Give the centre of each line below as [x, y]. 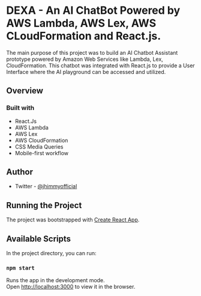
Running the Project [44, 205]
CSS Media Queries [39, 146]
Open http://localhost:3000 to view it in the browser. [71, 287]
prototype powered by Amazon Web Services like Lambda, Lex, [85, 59]
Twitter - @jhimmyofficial [46, 187]
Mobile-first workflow [42, 153]
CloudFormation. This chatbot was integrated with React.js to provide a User [100, 65]
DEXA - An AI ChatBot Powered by [93, 11]
